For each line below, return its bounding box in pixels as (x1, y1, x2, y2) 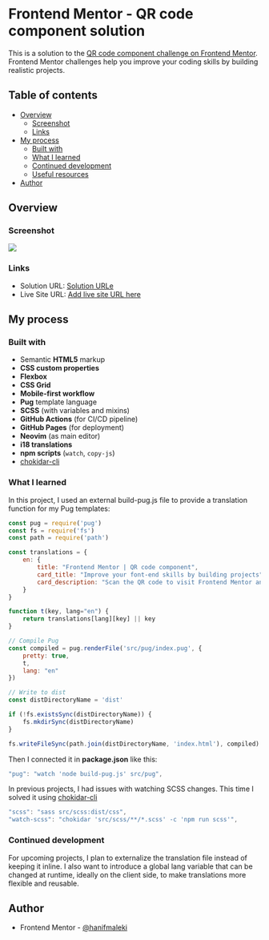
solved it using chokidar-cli (8, 793, 98, 802)
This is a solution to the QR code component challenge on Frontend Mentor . (8, 48, 258, 58)
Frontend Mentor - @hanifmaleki (19, 922, 128, 933)
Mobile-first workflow (19, 389, 95, 399)
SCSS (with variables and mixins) (19, 406, 130, 416)
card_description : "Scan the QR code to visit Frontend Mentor (37, 578, 252, 586)
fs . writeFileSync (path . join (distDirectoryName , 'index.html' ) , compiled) (8, 740, 260, 748)
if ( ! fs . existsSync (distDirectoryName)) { (8, 710, 152, 719)
